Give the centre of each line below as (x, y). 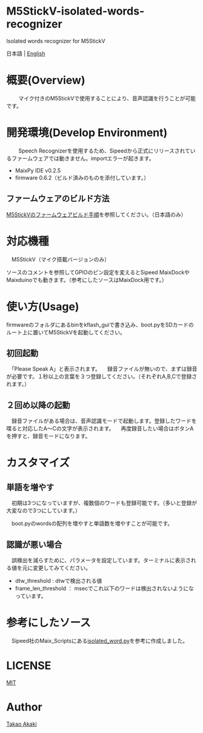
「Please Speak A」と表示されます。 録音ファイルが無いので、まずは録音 (104, 369)
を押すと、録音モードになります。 (48, 436)
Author (24, 707)
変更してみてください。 (62, 568)
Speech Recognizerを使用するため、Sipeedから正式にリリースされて (104, 151)
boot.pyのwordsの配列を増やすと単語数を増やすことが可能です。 (92, 523)
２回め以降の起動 (38, 405)
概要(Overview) (46, 81)
